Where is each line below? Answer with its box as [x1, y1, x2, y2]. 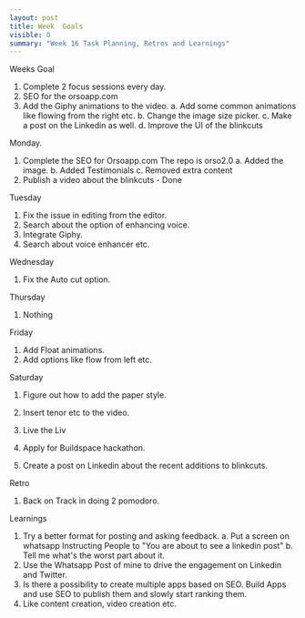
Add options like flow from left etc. [22, 354, 153, 365]
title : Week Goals [9, 22, 84, 31]
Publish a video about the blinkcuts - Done [22, 175, 183, 186]
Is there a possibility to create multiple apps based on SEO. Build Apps [22, 579, 287, 590]
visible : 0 [9, 30, 51, 39]
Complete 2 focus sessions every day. [22, 81, 167, 92]
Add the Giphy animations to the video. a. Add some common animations [22, 101, 297, 112]
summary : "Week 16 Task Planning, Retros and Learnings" [9, 38, 230, 48]
